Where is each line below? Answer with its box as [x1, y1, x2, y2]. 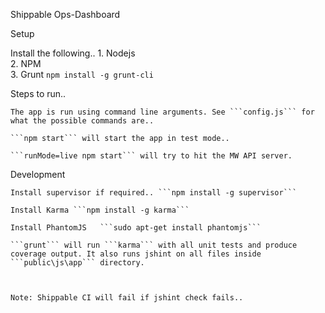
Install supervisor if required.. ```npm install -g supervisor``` [10, 188, 298, 198]
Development [10, 169, 66, 180]
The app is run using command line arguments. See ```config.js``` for [10, 107, 315, 117]
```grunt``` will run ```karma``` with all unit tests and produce [10, 240, 298, 250]
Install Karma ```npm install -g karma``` [10, 205, 190, 215]
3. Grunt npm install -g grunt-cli [10, 69, 154, 80]
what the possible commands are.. [10, 116, 155, 126]
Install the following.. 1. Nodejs [10, 47, 136, 59]
